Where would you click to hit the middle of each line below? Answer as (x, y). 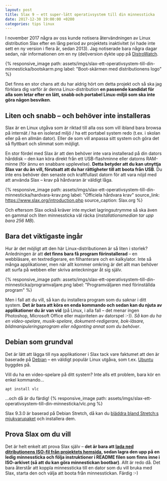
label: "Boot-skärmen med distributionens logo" (113, 69)
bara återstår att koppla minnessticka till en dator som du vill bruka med (79, 467)
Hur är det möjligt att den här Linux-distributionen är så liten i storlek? (77, 248)
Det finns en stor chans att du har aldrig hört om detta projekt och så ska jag (83, 84)
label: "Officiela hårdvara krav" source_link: (115, 195)
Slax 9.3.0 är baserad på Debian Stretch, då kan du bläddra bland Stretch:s (82, 413)
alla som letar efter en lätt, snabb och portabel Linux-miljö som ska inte (80, 95)
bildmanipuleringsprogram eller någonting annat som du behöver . (73, 326)
